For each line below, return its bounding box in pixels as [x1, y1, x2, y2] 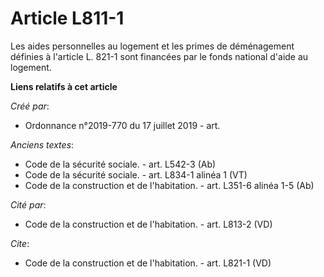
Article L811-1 [10, 7, 125, 30]
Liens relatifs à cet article [10, 80, 118, 92]
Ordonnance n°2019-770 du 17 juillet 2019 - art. [24, 119, 221, 131]
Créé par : [10, 100, 50, 112]
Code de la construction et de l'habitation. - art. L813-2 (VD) [24, 218, 273, 230]
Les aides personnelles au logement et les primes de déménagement [10, 40, 295, 52]
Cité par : [10, 198, 47, 211]
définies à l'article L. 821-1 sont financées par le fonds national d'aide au [10, 50, 309, 62]
